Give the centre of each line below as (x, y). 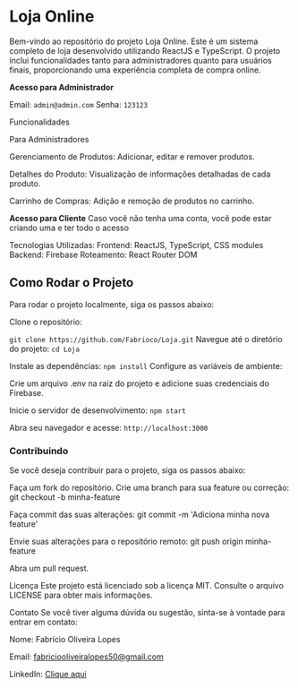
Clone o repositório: (46, 322)
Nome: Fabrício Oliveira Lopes (65, 640)
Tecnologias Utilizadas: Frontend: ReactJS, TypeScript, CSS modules (136, 245)
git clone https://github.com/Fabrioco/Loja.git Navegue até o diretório (146, 339)
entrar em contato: (43, 622)
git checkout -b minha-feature (65, 497)
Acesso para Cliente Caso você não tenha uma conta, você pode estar (140, 218)
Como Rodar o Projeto (72, 283)
